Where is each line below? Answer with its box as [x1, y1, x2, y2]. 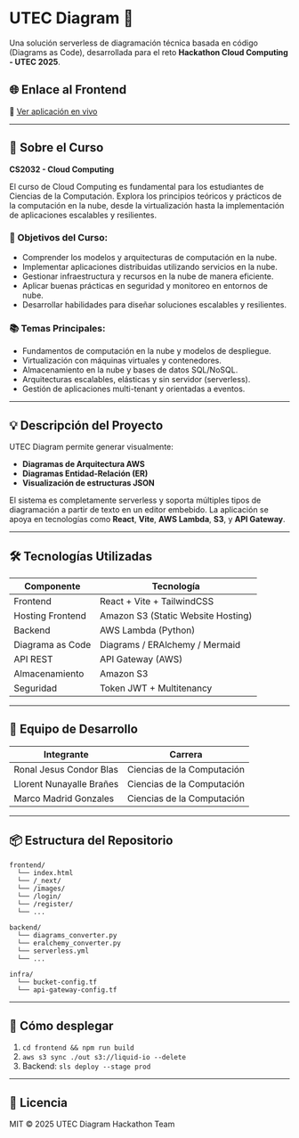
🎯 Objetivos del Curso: [9, 232, 109, 244]
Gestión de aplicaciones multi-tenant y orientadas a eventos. [21, 383, 246, 395]
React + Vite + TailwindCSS [99, 594, 214, 607]
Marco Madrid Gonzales [13, 792, 115, 805]
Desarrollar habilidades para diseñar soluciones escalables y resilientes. [21, 299, 287, 310]
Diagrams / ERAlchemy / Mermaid [99, 638, 241, 651]
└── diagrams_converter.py [17, 931, 117, 940]
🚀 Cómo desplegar [9, 1018, 114, 1033]
